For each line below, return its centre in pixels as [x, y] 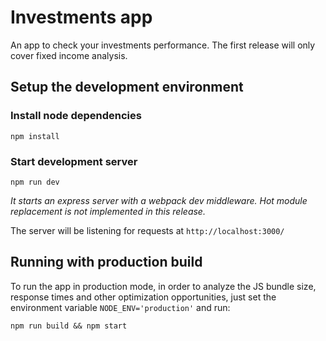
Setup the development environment [127, 87]
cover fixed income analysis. [69, 55]
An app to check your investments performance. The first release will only [163, 45]
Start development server [74, 161]
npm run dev [35, 182]
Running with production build [106, 262]
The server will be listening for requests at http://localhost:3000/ [147, 230]
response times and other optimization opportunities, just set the [143, 297]
